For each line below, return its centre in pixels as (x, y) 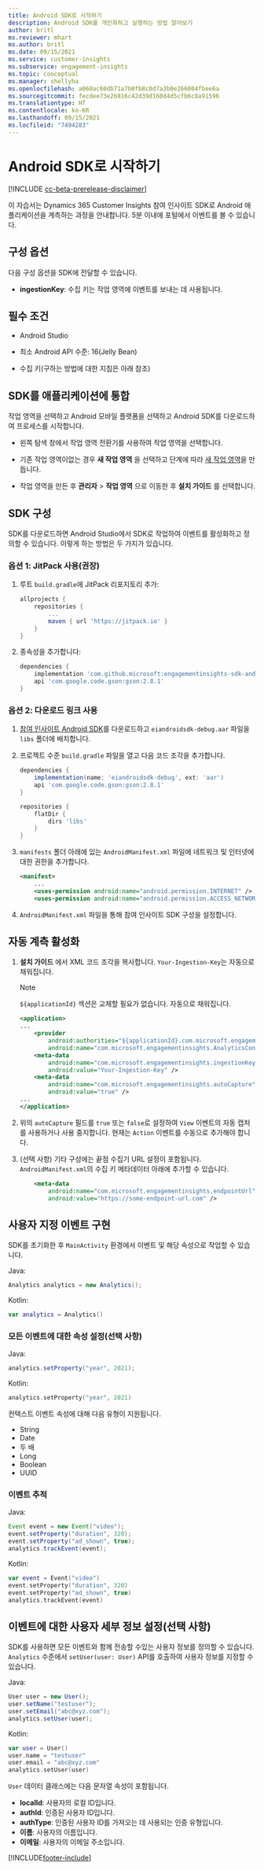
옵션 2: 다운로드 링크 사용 (53, 710)
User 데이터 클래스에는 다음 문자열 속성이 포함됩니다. (88, 1786)
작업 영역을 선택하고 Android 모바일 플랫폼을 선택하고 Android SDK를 (115, 416)
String (29, 1429)
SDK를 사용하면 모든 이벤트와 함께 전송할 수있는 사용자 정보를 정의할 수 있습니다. (131, 1647)
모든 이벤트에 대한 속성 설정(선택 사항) (75, 1336)
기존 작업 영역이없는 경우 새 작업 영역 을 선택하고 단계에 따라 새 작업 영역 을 (133, 459)
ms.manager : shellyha (44, 81)
